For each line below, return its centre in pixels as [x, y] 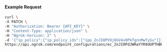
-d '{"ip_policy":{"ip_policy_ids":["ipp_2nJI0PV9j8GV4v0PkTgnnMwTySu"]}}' [85, 40]
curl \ [11, 17]
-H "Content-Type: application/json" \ [46, 31]
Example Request [23, 7]
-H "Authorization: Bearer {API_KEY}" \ [47, 26]
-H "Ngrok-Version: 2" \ [30, 35]
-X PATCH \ [16, 22]
